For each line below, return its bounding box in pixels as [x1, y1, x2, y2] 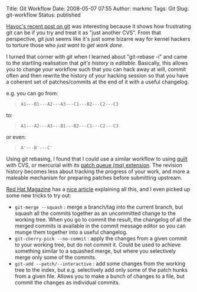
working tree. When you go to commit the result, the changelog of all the [14, 216, 192, 223]
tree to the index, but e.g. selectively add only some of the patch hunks [14, 267, 188, 273]
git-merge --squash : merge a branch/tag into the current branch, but [14, 204, 183, 210]
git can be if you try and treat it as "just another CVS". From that [6, 29, 161, 36]
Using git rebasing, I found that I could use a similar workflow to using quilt [6, 155, 188, 162]
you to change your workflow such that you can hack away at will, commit [6, 66, 186, 73]
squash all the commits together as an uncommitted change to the [14, 210, 176, 217]
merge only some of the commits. [14, 254, 97, 261]
